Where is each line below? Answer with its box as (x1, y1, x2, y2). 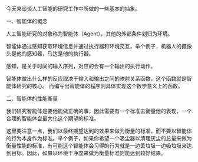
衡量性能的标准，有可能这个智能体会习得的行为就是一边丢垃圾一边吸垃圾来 (6, 142, 187, 149)
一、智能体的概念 (6, 18, 48, 25)
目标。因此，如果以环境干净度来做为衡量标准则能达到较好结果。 (11, 150, 166, 156)
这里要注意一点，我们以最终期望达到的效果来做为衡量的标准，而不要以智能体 (6, 127, 192, 134)
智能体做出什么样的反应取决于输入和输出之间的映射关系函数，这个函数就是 (6, 75, 187, 82)
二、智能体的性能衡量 (6, 95, 58, 102)
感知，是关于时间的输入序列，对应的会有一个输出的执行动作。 (6, 62, 156, 70)
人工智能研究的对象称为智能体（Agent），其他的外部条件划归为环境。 (6, 30, 173, 37)
